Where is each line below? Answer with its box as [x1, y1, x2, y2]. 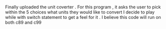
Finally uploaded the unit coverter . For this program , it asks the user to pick [5, 4, 161, 10]
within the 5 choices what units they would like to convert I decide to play [5, 9, 155, 15]
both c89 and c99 [5, 19, 42, 25]
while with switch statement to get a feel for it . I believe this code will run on [5, 14, 161, 20]
